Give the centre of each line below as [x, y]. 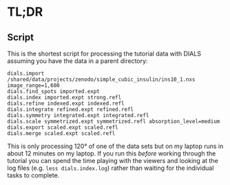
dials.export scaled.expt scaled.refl [63, 127]
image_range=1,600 [33, 86]
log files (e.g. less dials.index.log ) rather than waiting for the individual [111, 168]
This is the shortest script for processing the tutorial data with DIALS [104, 53]
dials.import [26, 73]
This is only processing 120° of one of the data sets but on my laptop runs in [115, 146]
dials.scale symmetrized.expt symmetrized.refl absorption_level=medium [114, 121]
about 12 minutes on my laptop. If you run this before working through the [112, 153]
